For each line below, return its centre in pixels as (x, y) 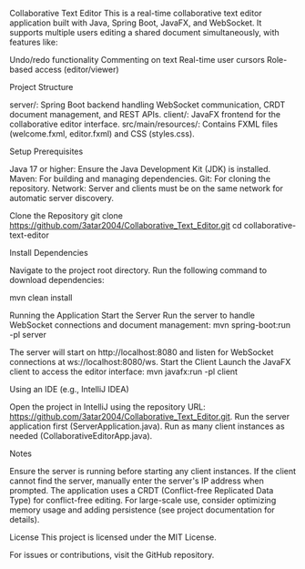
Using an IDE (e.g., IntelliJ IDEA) (69, 389)
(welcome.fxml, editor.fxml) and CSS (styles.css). (102, 134)
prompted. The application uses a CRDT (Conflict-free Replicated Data (142, 490)
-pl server (28, 335)
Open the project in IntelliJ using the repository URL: (108, 407)
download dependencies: (57, 280)
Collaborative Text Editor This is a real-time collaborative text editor (136, 13)
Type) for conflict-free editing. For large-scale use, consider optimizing (143, 500)
